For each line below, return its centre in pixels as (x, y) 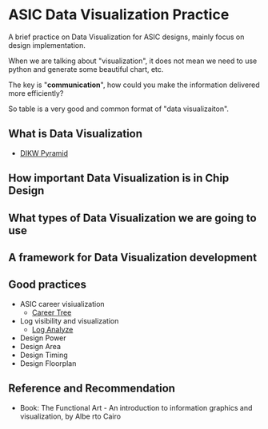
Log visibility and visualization (69, 320)
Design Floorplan (48, 363)
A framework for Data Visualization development (133, 257)
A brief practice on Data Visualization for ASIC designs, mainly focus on (126, 37)
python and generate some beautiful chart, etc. (86, 69)
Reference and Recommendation (92, 389)
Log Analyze (52, 329)
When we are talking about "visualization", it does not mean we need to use (133, 61)
